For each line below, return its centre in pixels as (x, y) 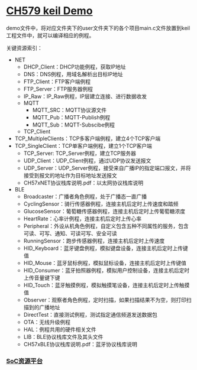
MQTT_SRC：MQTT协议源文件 (70, 110)
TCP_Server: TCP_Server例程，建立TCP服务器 (80, 153)
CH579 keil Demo (49, 11)
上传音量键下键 (42, 277)
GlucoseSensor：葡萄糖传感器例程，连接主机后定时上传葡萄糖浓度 (104, 211)
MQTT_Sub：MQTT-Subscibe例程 (74, 125)
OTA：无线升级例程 (47, 322)
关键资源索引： (24, 48)
